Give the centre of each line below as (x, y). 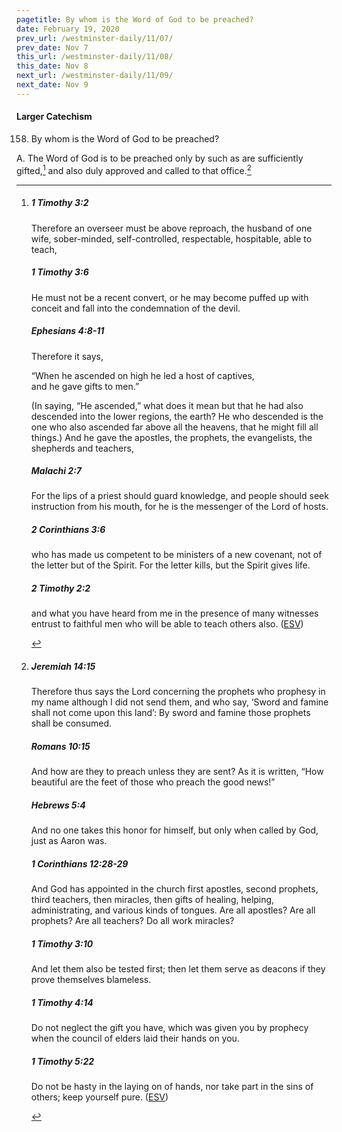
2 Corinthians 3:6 (68, 530)
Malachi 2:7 (56, 471)
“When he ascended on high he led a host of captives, (142, 375)
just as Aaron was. (69, 841)
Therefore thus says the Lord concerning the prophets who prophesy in (178, 692)
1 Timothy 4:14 (62, 1002)
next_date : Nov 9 (52, 85)
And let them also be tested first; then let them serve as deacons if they (178, 969)
